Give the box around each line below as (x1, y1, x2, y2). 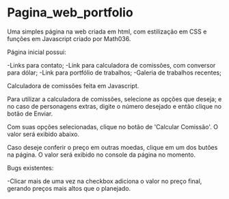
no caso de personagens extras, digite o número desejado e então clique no (7, 102, 222, 110)
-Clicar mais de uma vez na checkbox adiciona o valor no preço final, (7, 176, 202, 185)
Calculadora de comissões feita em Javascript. (7, 81, 139, 90)
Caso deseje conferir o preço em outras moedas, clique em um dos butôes (7, 143, 218, 151)
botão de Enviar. (7, 109, 53, 118)
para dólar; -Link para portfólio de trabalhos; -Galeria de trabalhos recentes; (7, 68, 222, 77)
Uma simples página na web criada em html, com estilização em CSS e (7, 27, 207, 36)
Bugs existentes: (7, 163, 54, 172)
